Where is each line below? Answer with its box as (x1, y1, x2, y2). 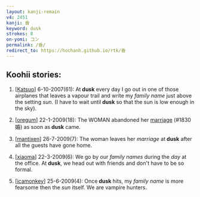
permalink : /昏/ (6, 42, 46, 48)
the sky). (14, 104, 37, 112)
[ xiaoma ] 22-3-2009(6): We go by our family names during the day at (14, 153, 187, 160)
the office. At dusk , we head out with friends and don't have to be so (14, 159, 184, 167)
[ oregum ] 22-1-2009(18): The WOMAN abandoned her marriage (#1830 (14, 116, 191, 123)
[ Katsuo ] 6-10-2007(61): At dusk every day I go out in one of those (14, 85, 179, 93)
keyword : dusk (6, 25, 42, 32)
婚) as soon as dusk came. (14, 123, 81, 130)
